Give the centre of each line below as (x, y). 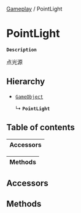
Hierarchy (26, 82)
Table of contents (40, 128)
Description (21, 50)
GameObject (29, 97)
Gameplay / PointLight (34, 9)
